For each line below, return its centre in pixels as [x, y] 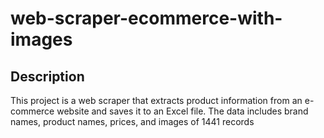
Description [47, 76]
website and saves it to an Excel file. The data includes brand [182, 111]
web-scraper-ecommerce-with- [146, 18]
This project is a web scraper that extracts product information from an [156, 100]
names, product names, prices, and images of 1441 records [132, 121]
